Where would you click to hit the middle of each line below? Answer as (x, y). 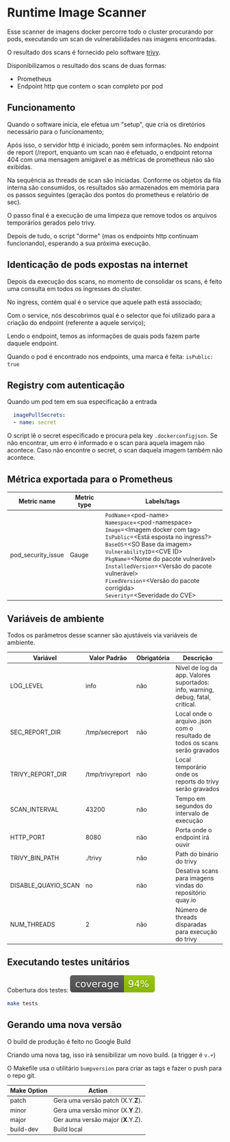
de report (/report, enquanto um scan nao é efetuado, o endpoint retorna (110, 152)
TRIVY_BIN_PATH (35, 858)
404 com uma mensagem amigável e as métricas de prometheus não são (111, 159)
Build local (68, 1129)
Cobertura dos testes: (38, 990)
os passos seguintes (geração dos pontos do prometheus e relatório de (108, 194)
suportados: (193, 682)
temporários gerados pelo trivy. (51, 222)
